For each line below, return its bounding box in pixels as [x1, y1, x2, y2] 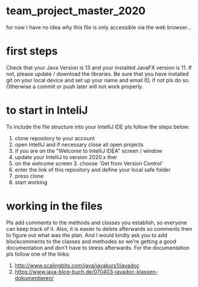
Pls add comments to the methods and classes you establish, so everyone [6, 219, 187, 226]
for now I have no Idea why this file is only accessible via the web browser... [6, 24, 191, 31]
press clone [14, 172, 44, 179]
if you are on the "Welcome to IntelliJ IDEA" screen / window [14, 147, 163, 154]
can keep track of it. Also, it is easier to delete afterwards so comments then [6, 225, 193, 232]
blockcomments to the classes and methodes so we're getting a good [6, 238, 177, 245]
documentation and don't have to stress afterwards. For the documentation [6, 244, 190, 251]
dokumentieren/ [14, 274, 55, 282]
